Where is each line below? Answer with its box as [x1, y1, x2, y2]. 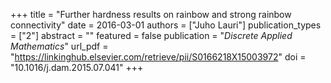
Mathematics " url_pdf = [10, 40, 109, 52]
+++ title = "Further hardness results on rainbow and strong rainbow [10, 9, 292, 20]
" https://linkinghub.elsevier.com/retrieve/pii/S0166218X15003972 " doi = [10, 51, 307, 63]
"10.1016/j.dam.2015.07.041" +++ [10, 62, 144, 73]
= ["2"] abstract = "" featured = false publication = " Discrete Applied [10, 30, 293, 41]
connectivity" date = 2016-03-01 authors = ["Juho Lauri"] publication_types [10, 19, 322, 31]
